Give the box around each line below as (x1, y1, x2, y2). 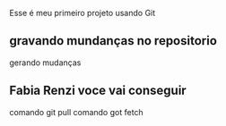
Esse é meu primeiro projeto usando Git (9, 8, 156, 18)
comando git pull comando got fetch (9, 106, 143, 117)
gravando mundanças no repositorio (9, 33, 218, 48)
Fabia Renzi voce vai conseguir (9, 83, 187, 98)
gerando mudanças (9, 57, 82, 68)
